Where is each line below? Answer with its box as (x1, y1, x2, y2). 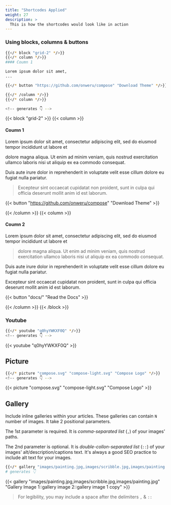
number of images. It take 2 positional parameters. (5, 419, 111, 425)
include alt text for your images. (5, 454, 72, 461)
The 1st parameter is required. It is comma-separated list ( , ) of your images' (5, 428, 165, 434)
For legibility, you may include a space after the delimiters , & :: (17, 494, 153, 500)
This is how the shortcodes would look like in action (10, 21, 129, 27)
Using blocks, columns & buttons (5, 39, 89, 46)
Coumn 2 (5, 221, 25, 227)
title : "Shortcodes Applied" (5, 7, 67, 13)
